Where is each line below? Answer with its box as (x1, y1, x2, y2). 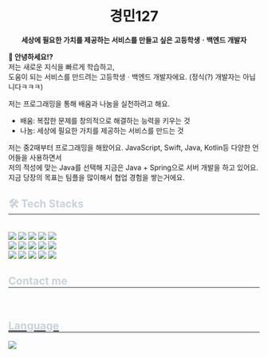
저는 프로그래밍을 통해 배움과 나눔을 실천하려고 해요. (8, 99, 170, 108)
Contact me (8, 274, 68, 288)
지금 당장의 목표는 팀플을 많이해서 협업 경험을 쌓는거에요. (8, 172, 185, 182)
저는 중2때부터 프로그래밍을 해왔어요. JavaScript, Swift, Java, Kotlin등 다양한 (8, 143, 251, 152)
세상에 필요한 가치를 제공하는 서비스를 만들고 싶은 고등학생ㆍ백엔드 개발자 (21, 35, 247, 45)
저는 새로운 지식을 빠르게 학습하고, (8, 61, 115, 72)
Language (8, 319, 60, 332)
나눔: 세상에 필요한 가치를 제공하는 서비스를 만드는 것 (19, 125, 184, 135)
